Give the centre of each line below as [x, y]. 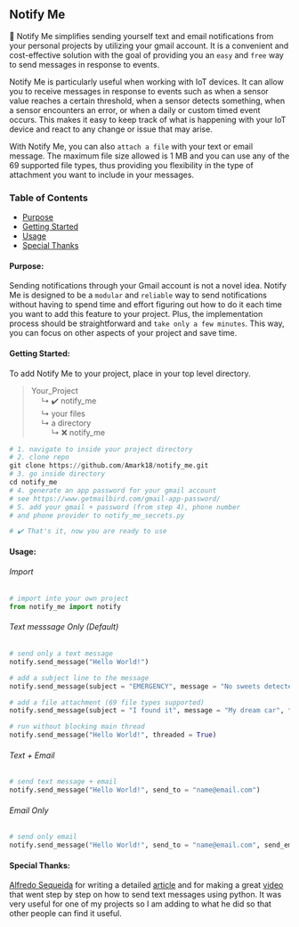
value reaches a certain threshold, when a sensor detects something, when [147, 101]
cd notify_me [33, 483]
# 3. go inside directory [57, 474]
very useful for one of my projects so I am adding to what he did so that [140, 904]
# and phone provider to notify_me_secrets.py [97, 516]
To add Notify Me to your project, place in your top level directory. [130, 373]
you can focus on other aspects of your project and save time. [123, 333]
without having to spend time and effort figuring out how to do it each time [145, 305]
